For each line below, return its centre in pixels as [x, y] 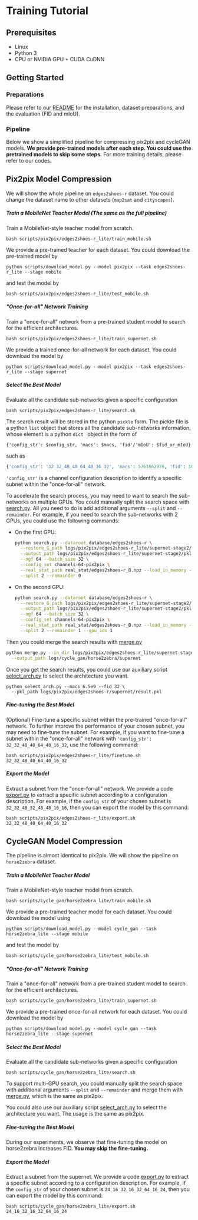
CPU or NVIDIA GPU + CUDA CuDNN [60, 59]
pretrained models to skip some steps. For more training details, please [94, 154]
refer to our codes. [29, 160]
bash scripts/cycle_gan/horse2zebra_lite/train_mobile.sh [79, 901]
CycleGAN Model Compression [64, 841]
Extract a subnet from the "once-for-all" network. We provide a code [90, 788]
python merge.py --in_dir [38, 653]
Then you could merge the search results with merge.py [74, 642]
